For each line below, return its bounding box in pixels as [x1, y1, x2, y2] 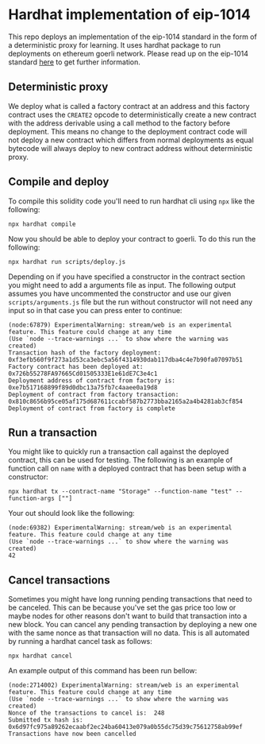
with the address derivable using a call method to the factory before [8, 118, 231, 128]
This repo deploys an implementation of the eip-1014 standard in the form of [8, 32, 258, 41]
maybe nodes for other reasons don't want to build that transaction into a [8, 611, 248, 621]
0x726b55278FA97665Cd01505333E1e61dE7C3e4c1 [8, 370, 158, 378]
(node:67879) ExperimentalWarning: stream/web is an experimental [8, 320, 232, 329]
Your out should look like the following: [8, 509, 135, 518]
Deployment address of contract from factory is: [8, 376, 176, 385]
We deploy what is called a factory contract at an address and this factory [8, 101, 250, 110]
